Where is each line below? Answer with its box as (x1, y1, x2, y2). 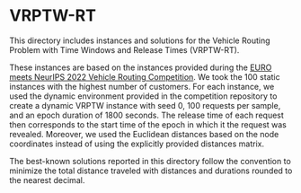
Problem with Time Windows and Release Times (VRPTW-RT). (9, 44, 240, 55)
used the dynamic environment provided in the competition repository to (9, 91, 278, 101)
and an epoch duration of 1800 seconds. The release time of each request (9, 110, 285, 120)
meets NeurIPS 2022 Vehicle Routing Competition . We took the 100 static (9, 71, 280, 82)
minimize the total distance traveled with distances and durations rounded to (9, 165, 293, 176)
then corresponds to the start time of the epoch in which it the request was (9, 118, 288, 130)
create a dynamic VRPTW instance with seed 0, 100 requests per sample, (9, 100, 281, 110)
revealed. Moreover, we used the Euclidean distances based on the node (9, 128, 279, 139)
